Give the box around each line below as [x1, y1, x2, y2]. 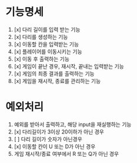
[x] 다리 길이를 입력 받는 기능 [14, 26, 81, 33]
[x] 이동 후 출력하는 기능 [14, 55, 70, 62]
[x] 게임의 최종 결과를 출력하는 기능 [14, 70, 95, 77]
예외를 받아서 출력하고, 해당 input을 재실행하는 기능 [14, 121, 132, 128]
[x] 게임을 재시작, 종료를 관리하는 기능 [14, 77, 101, 84]
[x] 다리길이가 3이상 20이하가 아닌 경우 [14, 128, 104, 135]
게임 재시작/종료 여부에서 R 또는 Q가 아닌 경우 [14, 150, 119, 157]
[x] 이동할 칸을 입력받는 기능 [14, 41, 79, 48]
